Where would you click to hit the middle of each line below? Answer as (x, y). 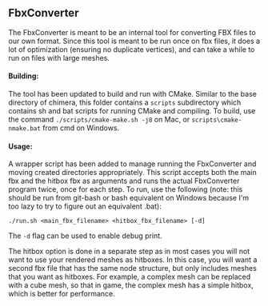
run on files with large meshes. (59, 58)
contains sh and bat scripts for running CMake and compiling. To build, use (132, 111)
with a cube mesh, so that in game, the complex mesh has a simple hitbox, (131, 285)
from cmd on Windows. (81, 128)
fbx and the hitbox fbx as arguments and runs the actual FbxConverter (124, 181)
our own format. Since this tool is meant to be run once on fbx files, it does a (134, 41)
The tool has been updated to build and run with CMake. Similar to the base (133, 94)
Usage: (21, 146)
